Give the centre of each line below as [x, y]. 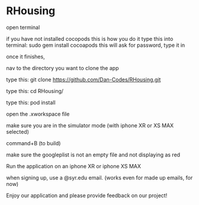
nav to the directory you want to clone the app [62, 68]
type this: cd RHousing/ [35, 91]
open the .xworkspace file [38, 114]
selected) [18, 132]
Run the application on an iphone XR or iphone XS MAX [73, 166]
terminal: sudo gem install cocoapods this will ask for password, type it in [96, 45]
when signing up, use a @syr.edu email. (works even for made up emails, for [99, 177]
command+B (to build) [33, 143]
